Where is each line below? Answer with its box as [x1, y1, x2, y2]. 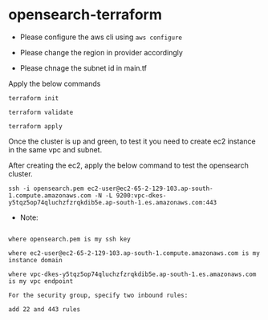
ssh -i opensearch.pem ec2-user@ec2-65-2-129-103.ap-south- [8, 184, 214, 192]
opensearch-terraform [8, 6, 162, 24]
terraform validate [8, 108, 74, 116]
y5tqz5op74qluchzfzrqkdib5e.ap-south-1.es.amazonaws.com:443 [8, 198, 217, 206]
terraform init [8, 94, 59, 102]
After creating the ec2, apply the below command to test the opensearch [8, 160, 249, 170]
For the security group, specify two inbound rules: [8, 291, 189, 299]
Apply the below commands [8, 79, 101, 88]
